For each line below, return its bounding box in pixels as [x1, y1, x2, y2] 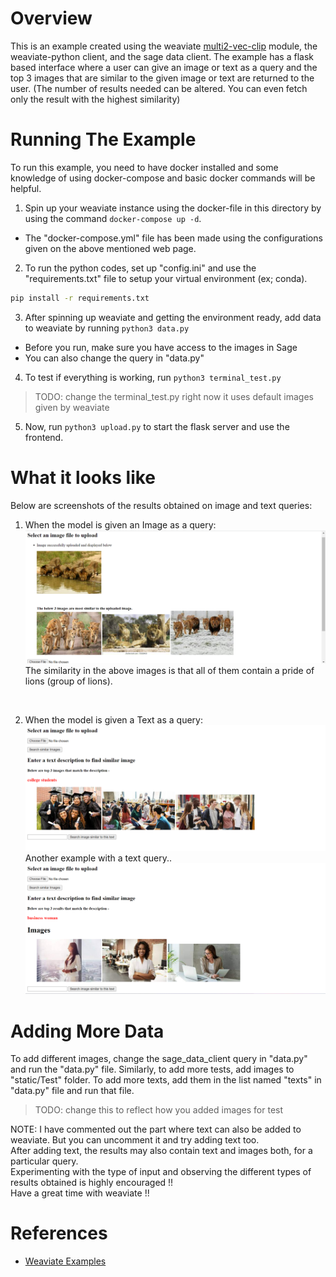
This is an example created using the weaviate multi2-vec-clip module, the [10, 40, 318, 52]
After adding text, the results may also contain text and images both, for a [10, 1145, 313, 1157]
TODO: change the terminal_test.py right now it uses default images [34, 390, 314, 402]
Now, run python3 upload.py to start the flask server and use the [24, 420, 290, 432]
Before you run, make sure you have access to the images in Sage [24, 341, 298, 353]
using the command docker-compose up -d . [24, 212, 202, 224]
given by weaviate [34, 401, 110, 413]
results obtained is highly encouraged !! [10, 1177, 174, 1189]
